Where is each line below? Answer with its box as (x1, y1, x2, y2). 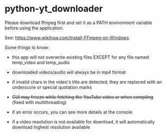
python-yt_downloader (4, 3, 103, 15)
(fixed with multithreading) (11, 99, 67, 105)
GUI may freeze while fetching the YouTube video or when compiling (11, 94, 153, 100)
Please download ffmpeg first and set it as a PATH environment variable (4, 20, 153, 26)
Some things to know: (4, 44, 49, 50)
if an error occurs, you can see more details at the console (11, 109, 133, 115)
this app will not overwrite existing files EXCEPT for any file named (11, 54, 149, 60)
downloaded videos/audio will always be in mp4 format (11, 69, 126, 75)
